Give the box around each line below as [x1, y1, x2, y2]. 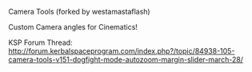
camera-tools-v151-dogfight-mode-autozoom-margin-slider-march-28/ [8, 55, 244, 64]
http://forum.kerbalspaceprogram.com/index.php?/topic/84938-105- [8, 46, 235, 55]
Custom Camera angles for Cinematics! [8, 22, 138, 31]
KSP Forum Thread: [8, 38, 74, 47]
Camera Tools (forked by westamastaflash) [8, 7, 150, 16]
